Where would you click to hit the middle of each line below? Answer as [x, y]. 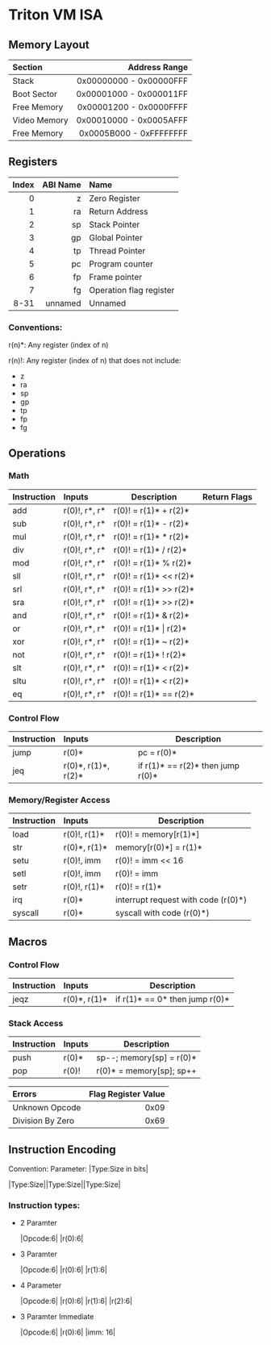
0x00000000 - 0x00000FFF [132, 81]
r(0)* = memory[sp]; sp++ [147, 1071]
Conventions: [35, 327]
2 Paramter [39, 1223]
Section [27, 67]
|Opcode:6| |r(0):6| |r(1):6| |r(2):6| [76, 1301]
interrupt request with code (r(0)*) [181, 900]
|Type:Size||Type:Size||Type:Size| [65, 1184]
